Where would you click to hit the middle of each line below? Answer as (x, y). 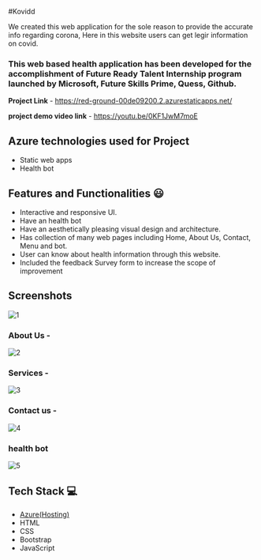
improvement (41, 271)
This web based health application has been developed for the (130, 64)
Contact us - (33, 411)
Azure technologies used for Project (99, 141)
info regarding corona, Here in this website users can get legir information (128, 35)
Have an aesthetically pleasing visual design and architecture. (120, 229)
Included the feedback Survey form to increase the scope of (117, 262)
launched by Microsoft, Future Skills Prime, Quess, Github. (123, 84)
